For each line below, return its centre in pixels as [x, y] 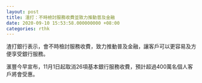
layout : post [23, 12]
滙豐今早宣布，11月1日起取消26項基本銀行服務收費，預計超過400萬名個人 [97, 67]
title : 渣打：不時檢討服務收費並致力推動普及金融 [61, 17]
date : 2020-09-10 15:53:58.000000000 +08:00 [63, 23]
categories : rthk [28, 29]
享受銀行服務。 [30, 54]
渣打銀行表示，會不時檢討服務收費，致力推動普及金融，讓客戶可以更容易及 [99, 46]
